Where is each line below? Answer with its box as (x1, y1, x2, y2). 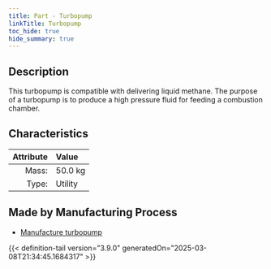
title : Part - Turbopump (8, 11, 92, 20)
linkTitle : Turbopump (8, 20, 82, 28)
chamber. (8, 103, 41, 114)
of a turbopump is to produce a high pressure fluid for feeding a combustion (8, 95, 264, 105)
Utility (55, 178, 79, 189)
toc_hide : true (8, 27, 60, 35)
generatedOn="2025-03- (122, 243, 208, 253)
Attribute (12, 151, 49, 163)
